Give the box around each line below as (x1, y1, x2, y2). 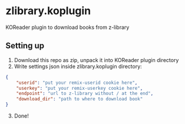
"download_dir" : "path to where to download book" (16, 96, 143, 102)
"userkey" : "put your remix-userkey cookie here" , (16, 85, 143, 91)
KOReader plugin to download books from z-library (5, 24, 130, 31)
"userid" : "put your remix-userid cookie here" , (16, 80, 138, 86)
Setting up (5, 41, 45, 51)
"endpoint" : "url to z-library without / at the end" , (16, 90, 154, 97)
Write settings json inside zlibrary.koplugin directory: (14, 63, 142, 70)
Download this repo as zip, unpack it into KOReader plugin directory (14, 56, 179, 63)
